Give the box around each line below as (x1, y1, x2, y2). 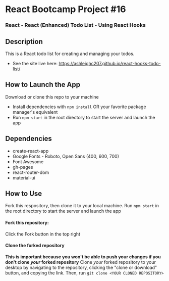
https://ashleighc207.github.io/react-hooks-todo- (59, 60, 161, 66)
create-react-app (12, 148, 49, 154)
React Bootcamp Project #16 (5, 4, 126, 15)
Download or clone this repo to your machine (5, 93, 99, 100)
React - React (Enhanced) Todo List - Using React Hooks (5, 22, 146, 29)
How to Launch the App (5, 80, 81, 89)
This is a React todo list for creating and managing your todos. (5, 51, 135, 57)
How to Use (5, 189, 42, 198)
